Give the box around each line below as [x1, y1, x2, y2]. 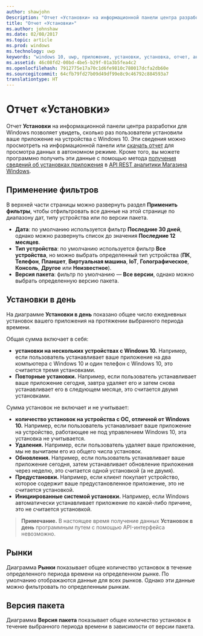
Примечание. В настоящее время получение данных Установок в [21, 517, 193, 524]
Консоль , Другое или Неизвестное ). [14, 264, 112, 271]
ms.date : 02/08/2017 [6, 31, 59, 38]
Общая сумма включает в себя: [6, 335, 89, 343]
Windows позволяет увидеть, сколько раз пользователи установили [6, 129, 183, 136]
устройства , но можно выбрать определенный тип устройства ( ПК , [14, 251, 192, 258]
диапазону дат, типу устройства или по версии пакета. [6, 214, 149, 221]
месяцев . [14, 238, 40, 246]
